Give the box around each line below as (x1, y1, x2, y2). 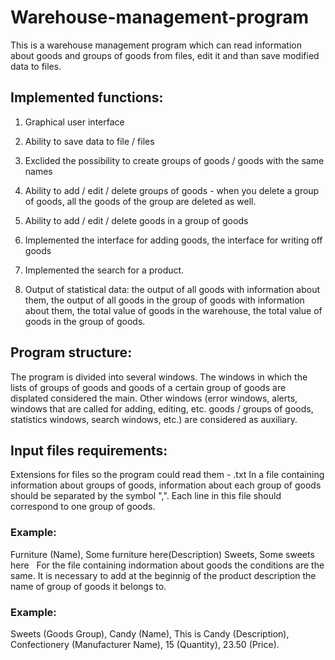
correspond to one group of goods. (10, 501, 156, 513)
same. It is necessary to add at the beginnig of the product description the (10, 569, 317, 581)
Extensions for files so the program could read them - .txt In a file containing (10, 469, 325, 481)
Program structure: (10, 344, 133, 361)
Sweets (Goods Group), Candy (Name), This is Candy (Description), (10, 627, 290, 640)
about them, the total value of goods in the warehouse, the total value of (24, 304, 323, 316)
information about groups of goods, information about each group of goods (10, 479, 322, 491)
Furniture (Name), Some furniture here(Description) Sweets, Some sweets (10, 548, 315, 560)
